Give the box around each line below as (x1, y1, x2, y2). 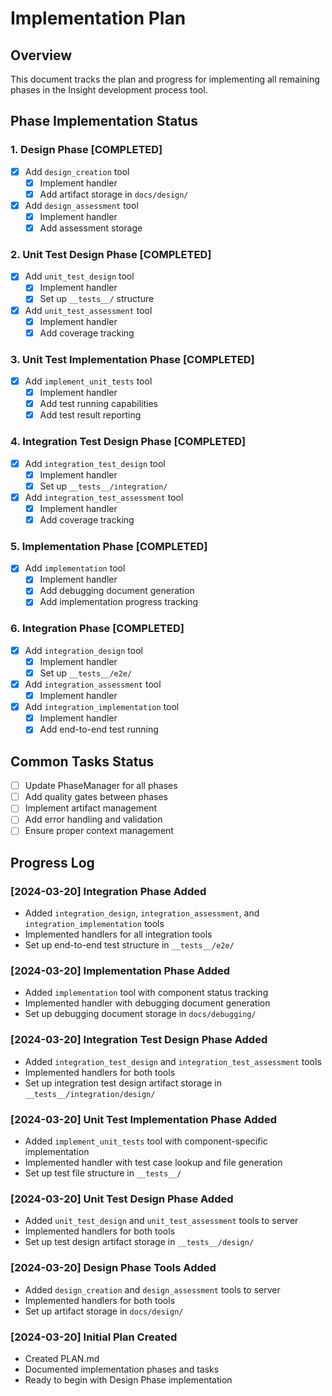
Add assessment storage (39, 222, 143, 234)
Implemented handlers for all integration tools (24, 928, 213, 941)
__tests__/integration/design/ (24, 1089, 156, 1099)
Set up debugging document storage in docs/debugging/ (24, 1008, 257, 1020)
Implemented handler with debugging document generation (24, 997, 271, 1009)
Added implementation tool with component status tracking (24, 987, 269, 999)
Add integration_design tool (24, 644, 143, 656)
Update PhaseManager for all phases (24, 780, 178, 792)
